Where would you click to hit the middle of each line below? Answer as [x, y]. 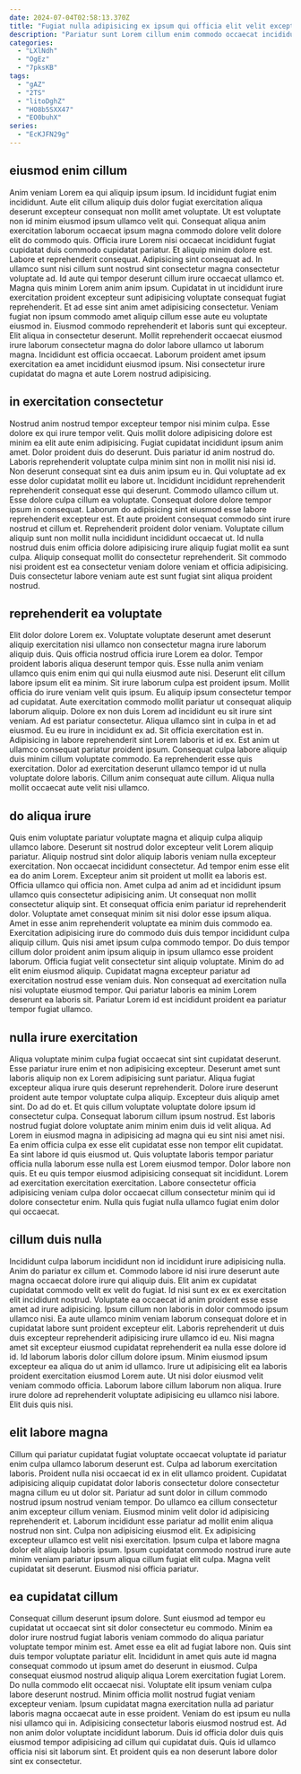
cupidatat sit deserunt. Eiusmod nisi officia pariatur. [104, 1569]
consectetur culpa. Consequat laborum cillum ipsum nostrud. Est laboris [142, 1116]
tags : [19, 76]
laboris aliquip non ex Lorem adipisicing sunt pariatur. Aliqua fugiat [132, 1078]
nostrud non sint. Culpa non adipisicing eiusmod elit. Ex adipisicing [133, 1530]
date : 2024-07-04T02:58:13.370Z [69, 17]
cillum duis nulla [56, 1240]
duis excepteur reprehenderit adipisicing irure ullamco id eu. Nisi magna [142, 1337]
